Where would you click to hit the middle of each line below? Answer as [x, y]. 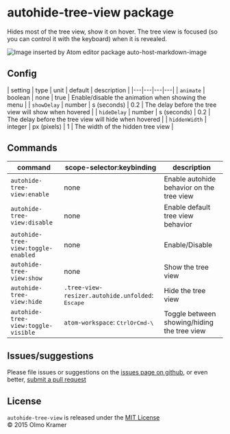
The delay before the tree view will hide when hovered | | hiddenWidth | [107, 119]
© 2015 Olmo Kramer [37, 425]
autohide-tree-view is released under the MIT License [84, 418]
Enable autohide [190, 179]
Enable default [187, 207]
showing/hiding [189, 322]
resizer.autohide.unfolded [108, 295]
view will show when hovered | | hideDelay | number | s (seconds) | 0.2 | [109, 112]
